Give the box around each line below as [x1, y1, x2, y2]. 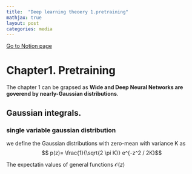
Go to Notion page [6, 42, 53, 50]
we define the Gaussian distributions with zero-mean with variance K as [6, 139, 186, 147]
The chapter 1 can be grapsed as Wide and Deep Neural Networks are [6, 84, 184, 91]
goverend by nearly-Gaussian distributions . [6, 90, 119, 98]
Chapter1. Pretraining [6, 64, 116, 78]
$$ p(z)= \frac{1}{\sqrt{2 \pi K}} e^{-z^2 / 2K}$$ [41, 149, 162, 156]
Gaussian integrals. [6, 107, 82, 118]
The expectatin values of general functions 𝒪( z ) [6, 161, 125, 168]
